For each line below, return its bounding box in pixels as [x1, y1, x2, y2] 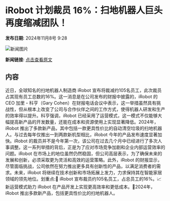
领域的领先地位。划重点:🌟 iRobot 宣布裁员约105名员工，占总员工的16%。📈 [5, 176, 162, 182]
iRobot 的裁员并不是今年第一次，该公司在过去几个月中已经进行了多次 [14, 138, 158, 144]
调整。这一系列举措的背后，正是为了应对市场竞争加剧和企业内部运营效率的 [9, 144, 165, 150]
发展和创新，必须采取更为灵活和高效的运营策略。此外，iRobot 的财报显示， [5, 156, 162, 163]
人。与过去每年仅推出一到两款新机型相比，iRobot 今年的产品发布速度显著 [5, 131, 158, 137]
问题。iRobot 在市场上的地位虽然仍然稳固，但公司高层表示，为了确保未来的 [5, 150, 162, 156]
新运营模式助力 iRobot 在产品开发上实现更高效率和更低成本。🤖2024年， [5, 183, 155, 190]
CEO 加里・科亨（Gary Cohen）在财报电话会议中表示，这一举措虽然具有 [5, 100, 157, 106]
